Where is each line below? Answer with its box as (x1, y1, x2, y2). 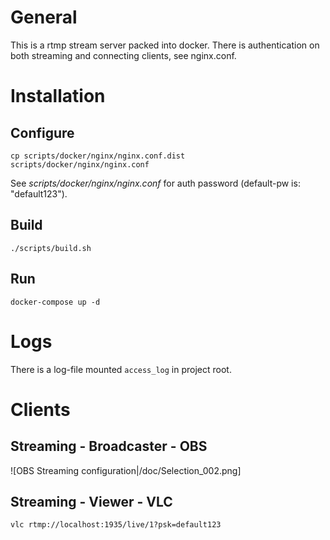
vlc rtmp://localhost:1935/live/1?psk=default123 (10, 520, 222, 530)
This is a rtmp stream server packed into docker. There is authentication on (10, 39, 320, 51)
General (10, 6, 78, 29)
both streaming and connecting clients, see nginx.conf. (10, 49, 237, 61)
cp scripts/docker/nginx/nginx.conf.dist (10, 151, 186, 161)
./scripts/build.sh (10, 243, 92, 253)
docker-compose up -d (10, 297, 101, 307)
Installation (10, 85, 106, 108)
